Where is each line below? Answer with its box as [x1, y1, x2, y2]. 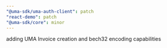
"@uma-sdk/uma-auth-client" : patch [6, 8, 94, 15]
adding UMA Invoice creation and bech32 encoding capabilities [6, 36, 162, 43]
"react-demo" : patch [6, 14, 57, 20]
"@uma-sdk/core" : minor [6, 19, 65, 25]
